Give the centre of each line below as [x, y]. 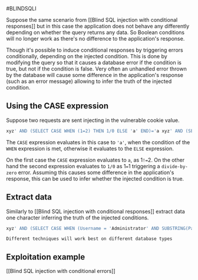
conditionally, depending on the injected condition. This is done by [87, 56]
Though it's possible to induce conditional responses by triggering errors [95, 50]
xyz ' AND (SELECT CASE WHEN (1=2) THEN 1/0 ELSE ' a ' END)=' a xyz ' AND [95, 131]
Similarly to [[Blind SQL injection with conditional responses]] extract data [96, 211]
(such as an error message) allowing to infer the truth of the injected [89, 81]
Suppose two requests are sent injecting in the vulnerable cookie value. [93, 120]
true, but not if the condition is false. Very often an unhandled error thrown [96, 69]
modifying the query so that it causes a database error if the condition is [94, 62]
